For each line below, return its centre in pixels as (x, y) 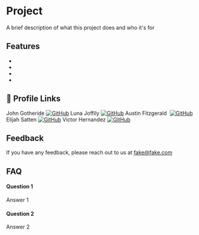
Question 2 (20, 213)
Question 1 (20, 187)
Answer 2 (18, 227)
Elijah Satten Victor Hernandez (56, 119)
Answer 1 (17, 200)
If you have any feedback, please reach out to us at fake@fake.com (89, 152)
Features (23, 46)
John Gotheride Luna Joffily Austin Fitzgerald (87, 113)
